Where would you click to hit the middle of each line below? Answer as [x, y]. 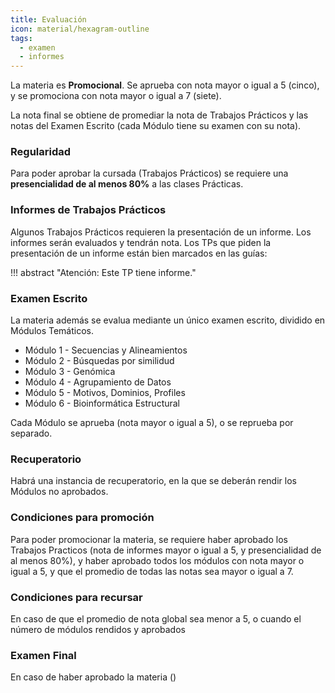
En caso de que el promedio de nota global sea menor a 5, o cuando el [156, 618]
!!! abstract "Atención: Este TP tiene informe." [103, 272]
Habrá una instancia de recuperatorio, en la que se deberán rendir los [153, 481]
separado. [31, 433]
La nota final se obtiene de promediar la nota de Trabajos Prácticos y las [159, 115]
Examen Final [43, 655]
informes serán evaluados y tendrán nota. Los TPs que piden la [141, 242]
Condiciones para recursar [76, 597]
